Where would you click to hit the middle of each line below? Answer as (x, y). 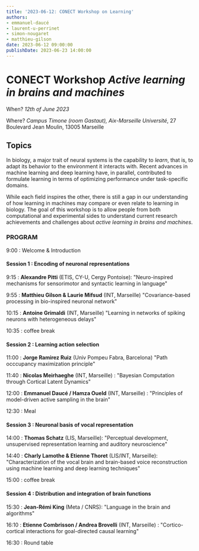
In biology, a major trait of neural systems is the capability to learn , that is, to (100, 160)
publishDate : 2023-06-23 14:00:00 (49, 51)
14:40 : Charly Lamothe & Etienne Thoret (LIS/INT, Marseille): (82, 456)
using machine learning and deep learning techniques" (73, 468)
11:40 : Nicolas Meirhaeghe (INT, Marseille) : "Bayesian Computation (91, 375)
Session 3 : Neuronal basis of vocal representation (70, 425)
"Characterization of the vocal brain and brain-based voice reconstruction (97, 462)
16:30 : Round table (30, 543)
